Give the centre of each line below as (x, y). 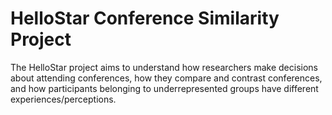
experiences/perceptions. (63, 99)
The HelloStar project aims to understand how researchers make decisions (164, 67)
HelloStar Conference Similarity (145, 18)
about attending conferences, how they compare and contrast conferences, (166, 78)
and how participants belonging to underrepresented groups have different (164, 88)
